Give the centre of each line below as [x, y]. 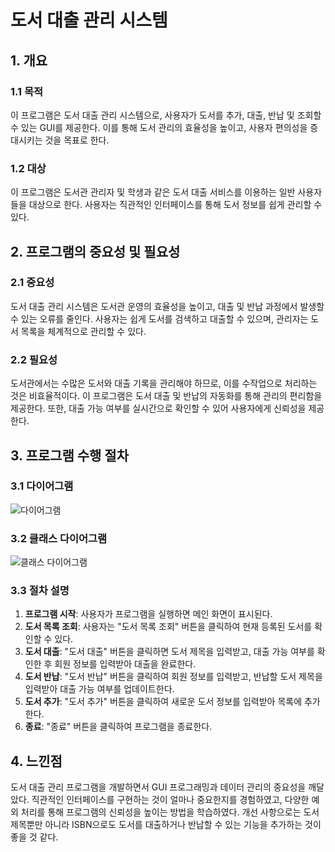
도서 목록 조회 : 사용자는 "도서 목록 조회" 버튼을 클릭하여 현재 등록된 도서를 [168, 627]
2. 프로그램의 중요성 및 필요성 [95, 251]
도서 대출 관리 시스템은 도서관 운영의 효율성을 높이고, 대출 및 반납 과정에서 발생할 [167, 306]
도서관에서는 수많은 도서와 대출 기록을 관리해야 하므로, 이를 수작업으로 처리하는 [164, 383]
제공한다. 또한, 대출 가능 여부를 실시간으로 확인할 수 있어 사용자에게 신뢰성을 [158, 408]
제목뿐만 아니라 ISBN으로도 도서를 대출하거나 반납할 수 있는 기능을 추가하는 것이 [166, 825]
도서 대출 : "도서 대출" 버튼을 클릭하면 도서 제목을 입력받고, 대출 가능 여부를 [169, 652]
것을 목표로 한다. [77, 140]
